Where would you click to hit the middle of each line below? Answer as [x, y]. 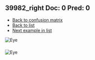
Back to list [23, 25]
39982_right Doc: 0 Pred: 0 [47, 8]
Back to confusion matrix [37, 20]
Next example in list [32, 30]
